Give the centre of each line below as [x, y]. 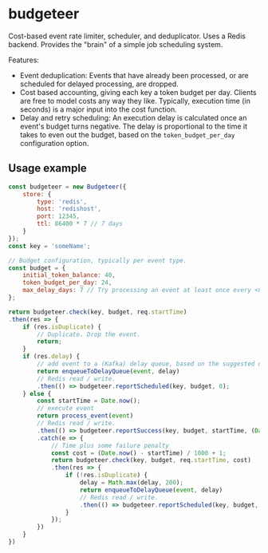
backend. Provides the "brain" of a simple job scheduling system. [116, 44]
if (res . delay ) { [51, 357]
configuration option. [54, 143]
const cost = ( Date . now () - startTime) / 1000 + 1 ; [138, 453]
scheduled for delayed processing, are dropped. [99, 84]
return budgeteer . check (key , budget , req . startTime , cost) [151, 460]
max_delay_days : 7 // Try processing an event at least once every [137, 290]
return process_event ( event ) [85, 416]
